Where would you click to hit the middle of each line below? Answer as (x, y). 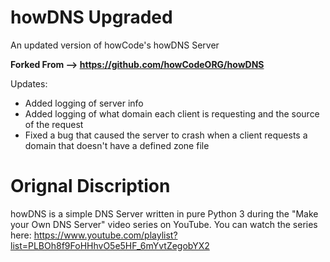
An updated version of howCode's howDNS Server (115, 45)
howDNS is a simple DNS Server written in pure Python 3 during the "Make (164, 213)
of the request (54, 124)
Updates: (29, 83)
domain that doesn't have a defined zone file (117, 145)
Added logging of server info (84, 103)
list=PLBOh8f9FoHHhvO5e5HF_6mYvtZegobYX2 (110, 245)
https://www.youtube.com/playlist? (105, 235)
